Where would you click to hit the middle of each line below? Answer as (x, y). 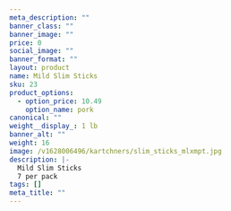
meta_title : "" (38, 193)
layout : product (39, 68)
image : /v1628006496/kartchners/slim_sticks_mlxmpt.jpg (115, 151)
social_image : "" (42, 51)
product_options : (42, 92)
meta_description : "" (50, 18)
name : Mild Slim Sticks (54, 76)
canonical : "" (36, 118)
